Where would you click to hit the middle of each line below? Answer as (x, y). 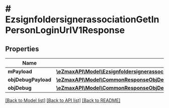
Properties (22, 49)
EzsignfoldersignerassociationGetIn (82, 19)
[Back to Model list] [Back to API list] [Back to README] (63, 100)
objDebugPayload (30, 80)
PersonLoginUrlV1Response (65, 30)
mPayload (20, 71)
